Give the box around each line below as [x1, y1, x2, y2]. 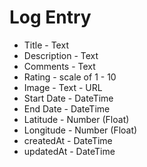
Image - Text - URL [23, 81, 103, 93]
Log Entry [9, 6, 92, 29]
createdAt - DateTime [23, 134, 113, 146]
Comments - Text [23, 60, 96, 72]
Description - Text [23, 49, 99, 61]
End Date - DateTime [23, 102, 111, 115]
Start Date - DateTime [23, 92, 114, 104]
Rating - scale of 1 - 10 [23, 71, 117, 83]
